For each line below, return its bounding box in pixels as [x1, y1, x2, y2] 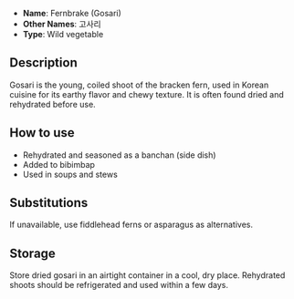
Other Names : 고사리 [22, 18, 102, 29]
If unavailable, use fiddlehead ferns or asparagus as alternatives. [9, 219, 254, 231]
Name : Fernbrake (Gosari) [22, 8, 121, 18]
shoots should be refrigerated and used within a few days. [9, 280, 228, 291]
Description [9, 55, 78, 71]
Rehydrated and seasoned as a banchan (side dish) [22, 149, 216, 160]
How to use [9, 125, 75, 140]
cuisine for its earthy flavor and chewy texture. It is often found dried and [9, 88, 285, 99]
